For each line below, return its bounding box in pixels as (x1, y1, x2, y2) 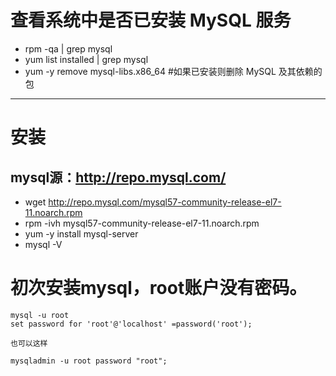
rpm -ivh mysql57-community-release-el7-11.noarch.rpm (24, 217, 260, 229)
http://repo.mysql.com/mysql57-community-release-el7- (48, 196, 282, 208)
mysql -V (24, 238, 63, 250)
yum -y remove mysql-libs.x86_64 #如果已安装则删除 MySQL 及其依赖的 (24, 65, 323, 77)
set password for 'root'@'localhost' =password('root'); (10, 319, 253, 329)
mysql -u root (10, 310, 70, 320)
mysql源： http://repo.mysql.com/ (10, 169, 227, 186)
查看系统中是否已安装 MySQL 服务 (10, 9, 292, 32)
